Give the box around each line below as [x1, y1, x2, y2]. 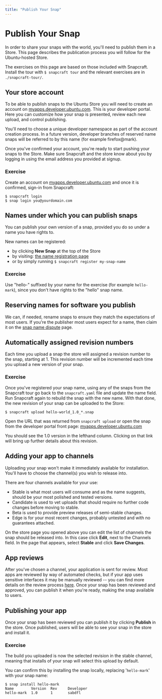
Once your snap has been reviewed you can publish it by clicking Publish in [5, 619, 156, 625]
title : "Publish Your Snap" [5, 7, 62, 12]
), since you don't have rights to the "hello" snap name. [14, 287, 123, 293]
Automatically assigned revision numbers [5, 338, 134, 347]
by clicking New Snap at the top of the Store [12, 248, 101, 254]
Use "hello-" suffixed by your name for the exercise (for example [5, 281, 134, 287]
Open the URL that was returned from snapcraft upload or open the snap [5, 418, 151, 424]
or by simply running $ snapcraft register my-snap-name [12, 259, 126, 264]
